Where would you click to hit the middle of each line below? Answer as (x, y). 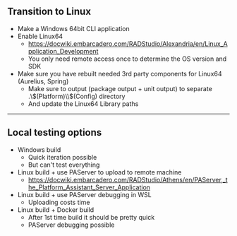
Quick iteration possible (62, 157)
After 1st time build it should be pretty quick (91, 217)
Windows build (39, 149)
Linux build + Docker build (56, 210)
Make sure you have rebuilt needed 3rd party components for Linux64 (120, 73)
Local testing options (55, 132)
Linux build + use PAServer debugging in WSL (84, 194)
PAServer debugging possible (71, 225)
